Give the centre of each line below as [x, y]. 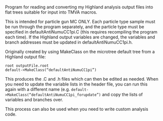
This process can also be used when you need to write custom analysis [77, 109]
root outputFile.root [27, 66]
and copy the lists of [122, 95]
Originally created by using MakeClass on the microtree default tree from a [80, 52]
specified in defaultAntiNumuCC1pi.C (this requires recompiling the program [81, 32]
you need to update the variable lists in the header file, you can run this [76, 84]
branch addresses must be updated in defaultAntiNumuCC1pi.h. [69, 42]
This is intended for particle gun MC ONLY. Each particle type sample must [80, 22]
